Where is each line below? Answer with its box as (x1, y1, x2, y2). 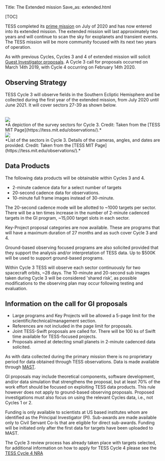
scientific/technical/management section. (12, 318, 97, 324)
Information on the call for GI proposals (5, 300, 128, 308)
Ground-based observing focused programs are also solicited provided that (5, 244, 159, 250)
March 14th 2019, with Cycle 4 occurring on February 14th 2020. (5, 64, 136, 70)
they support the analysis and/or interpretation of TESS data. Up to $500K (5, 250, 156, 256)
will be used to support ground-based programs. (5, 255, 104, 261)
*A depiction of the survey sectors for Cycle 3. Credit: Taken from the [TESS (5, 122, 161, 128)
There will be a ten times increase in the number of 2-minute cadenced (5, 209, 149, 216)
